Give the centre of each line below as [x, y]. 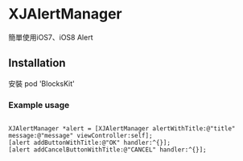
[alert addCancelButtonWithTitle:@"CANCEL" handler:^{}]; [107, 150]
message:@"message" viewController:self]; [80, 136]
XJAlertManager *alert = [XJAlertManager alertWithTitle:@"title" [122, 129]
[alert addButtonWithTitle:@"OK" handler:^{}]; [90, 143]
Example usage [39, 105]
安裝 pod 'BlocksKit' [41, 83]
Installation [37, 63]
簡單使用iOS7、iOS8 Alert [51, 37]
